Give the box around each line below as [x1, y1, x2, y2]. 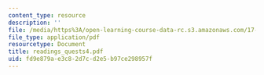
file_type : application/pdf [8, 33, 101, 41]
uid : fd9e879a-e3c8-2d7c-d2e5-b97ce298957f [8, 55, 153, 63]
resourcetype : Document [8, 41, 86, 48]
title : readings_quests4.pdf [8, 48, 104, 55]
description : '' [8, 19, 61, 27]
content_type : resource [8, 11, 86, 20]
